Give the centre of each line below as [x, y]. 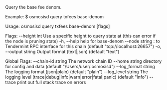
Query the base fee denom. [33, 7]
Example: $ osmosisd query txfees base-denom [54, 17]
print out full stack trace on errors [51, 82]
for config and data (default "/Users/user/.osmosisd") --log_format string [80, 67]
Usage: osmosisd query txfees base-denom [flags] [58, 26]
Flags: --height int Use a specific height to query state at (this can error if [81, 36]
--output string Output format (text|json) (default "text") [62, 52]
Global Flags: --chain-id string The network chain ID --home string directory [83, 61]
